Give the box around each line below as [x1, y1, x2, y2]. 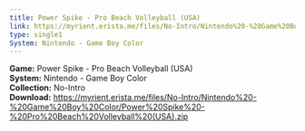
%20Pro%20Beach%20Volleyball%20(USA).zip [9, 111, 189, 122]
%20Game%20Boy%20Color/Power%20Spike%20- [9, 101, 206, 113]
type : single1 [9, 30, 64, 39]
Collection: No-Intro [9, 82, 86, 93]
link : [9, 22, 30, 31]
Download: [9, 92, 52, 103]
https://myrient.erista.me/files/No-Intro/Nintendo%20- [53, 92, 257, 103]
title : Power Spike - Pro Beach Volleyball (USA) [9, 13, 202, 23]
